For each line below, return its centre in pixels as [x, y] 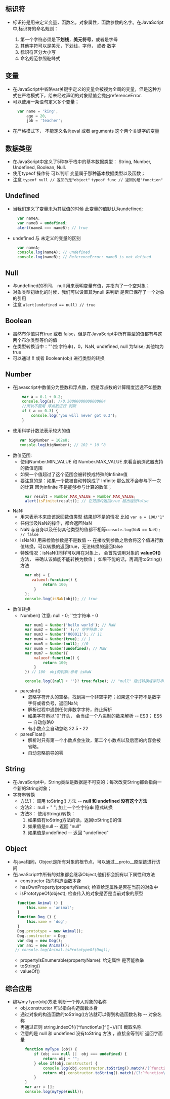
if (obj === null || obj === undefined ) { [80, 1054]
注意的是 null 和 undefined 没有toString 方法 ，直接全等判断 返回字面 [91, 1033]
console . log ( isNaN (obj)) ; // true [61, 599]
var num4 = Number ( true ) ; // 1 [58, 639]
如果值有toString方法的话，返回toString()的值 [75, 820]
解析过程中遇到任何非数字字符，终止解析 [70, 710]
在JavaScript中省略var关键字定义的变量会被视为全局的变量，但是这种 [84, 89]
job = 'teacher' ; [45, 121]
